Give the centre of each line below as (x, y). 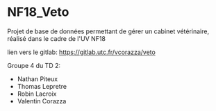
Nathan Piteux (37, 79)
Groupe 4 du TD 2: (34, 65)
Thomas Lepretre (42, 86)
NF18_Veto (38, 12)
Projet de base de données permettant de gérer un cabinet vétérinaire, (108, 31)
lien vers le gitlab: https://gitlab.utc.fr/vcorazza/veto (82, 52)
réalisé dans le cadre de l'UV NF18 (57, 38)
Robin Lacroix (37, 94)
